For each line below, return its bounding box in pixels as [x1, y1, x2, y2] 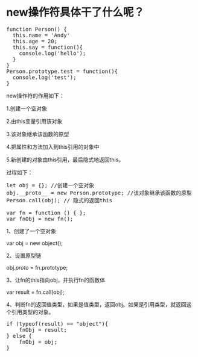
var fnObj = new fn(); [6, 215, 74, 222]
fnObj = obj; [19, 338, 57, 345]
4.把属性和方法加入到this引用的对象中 [6, 143, 100, 151]
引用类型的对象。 [11, 308, 54, 315]
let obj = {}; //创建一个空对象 [6, 182, 95, 188]
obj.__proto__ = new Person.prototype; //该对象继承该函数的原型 [6, 189, 192, 196]
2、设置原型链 [6, 252, 42, 259]
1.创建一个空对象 [6, 105, 47, 112]
